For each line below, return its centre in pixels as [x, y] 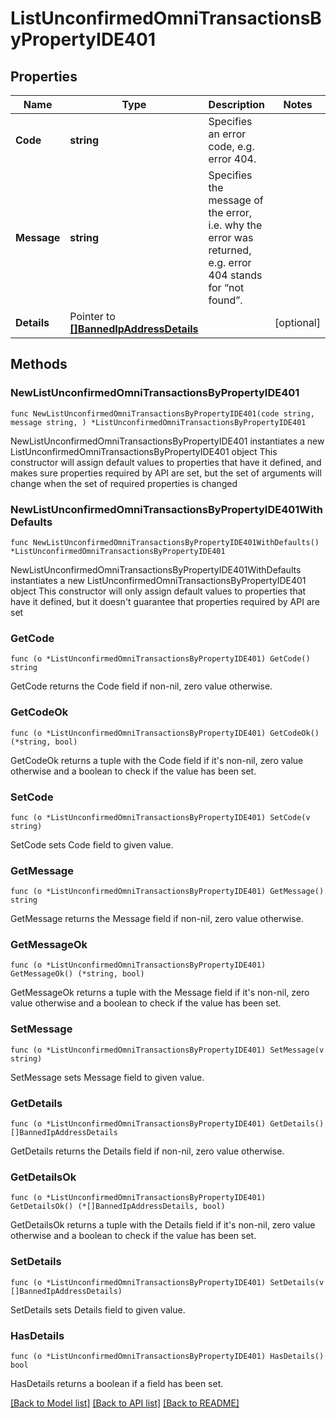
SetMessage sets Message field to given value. [107, 1077]
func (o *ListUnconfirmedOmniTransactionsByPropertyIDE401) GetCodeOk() [165, 733]
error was [231, 237]
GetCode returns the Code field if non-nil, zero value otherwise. [141, 686]
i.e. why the [235, 225]
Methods [39, 364]
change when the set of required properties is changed [124, 483]
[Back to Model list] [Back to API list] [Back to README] [125, 1403]
